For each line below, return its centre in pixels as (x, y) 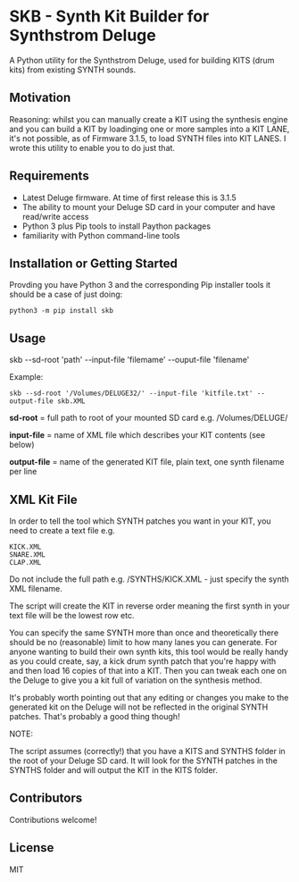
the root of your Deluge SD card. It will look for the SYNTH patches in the (144, 760)
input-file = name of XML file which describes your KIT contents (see (137, 435)
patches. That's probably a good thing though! (95, 716)
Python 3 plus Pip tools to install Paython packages (116, 226)
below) (22, 445)
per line (23, 472)
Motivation (40, 98)
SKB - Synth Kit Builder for (109, 17)
